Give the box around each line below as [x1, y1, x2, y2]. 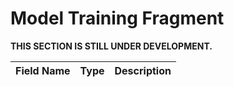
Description [114, 63, 172, 77]
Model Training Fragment [10, 7, 225, 30]
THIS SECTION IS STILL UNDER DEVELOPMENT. [10, 40, 213, 52]
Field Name [15, 63, 71, 77]
